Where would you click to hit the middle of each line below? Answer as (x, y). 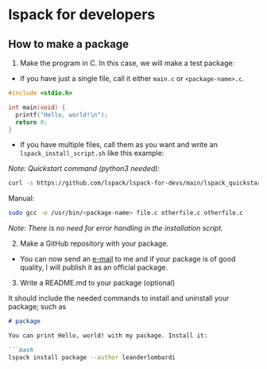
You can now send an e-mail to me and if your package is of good (128, 259)
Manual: (21, 198)
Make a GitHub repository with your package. (94, 243)
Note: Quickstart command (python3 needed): (84, 169)
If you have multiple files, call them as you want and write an (119, 145)
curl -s (21, 183)
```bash (21, 350)
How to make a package (69, 44)
